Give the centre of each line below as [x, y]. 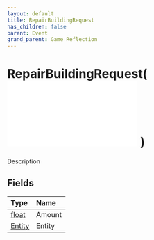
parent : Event [28, 33]
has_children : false [37, 26]
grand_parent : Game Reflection [52, 40]
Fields [21, 183]
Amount [49, 214]
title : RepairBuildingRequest [51, 20]
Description [24, 161]
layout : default [31, 14]
